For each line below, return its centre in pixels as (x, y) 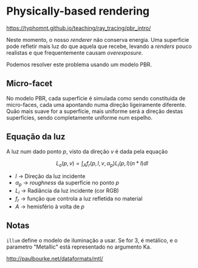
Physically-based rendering (78, 11)
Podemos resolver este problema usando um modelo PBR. (79, 64)
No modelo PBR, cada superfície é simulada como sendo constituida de (96, 98)
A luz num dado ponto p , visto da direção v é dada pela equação (87, 151)
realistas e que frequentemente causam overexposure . (75, 52)
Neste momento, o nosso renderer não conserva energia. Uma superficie (98, 40)
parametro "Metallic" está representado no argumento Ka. (79, 247)
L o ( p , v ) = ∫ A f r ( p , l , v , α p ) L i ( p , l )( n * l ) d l (102, 164)
